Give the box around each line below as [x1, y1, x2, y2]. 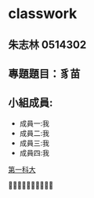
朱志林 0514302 [8, 38, 87, 51]
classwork [8, 5, 78, 23]
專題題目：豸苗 [8, 67, 81, 80]
